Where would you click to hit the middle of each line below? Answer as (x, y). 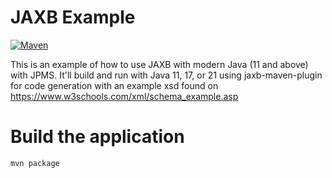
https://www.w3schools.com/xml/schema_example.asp (124, 96)
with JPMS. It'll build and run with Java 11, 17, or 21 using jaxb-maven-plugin (166, 75)
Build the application (97, 137)
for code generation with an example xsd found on (114, 85)
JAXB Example (73, 17)
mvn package (35, 163)
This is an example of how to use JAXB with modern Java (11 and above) (159, 64)
